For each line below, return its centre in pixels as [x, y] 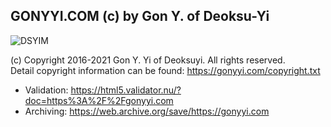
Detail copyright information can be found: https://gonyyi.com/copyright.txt [165, 70]
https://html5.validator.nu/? [126, 90]
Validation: [46, 90]
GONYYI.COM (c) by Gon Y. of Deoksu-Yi [140, 16]
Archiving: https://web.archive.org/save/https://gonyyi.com [147, 111]
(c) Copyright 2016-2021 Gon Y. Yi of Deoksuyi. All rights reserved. [148, 60]
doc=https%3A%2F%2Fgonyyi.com [99, 100]
